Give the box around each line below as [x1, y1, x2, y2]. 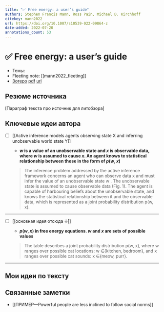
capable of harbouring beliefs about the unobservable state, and [24, 188, 155, 194]
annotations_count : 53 [5, 30, 51, 35]
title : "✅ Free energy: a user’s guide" [5, 7, 89, 12]
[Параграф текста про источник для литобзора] [5, 105, 105, 111]
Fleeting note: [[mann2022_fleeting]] [12, 73, 86, 78]
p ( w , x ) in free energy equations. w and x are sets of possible [19, 228, 145, 234]
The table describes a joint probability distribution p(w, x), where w [24, 242, 159, 248]
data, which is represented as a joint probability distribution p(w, [24, 199, 154, 205]
